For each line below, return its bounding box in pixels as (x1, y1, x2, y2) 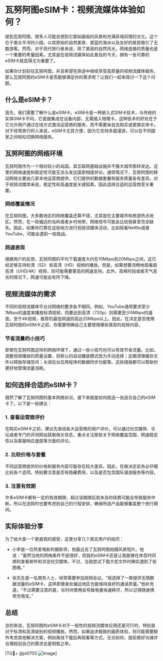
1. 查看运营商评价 (5, 414, 45, 420)
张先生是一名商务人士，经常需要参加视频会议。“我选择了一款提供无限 (12, 575, 150, 580)
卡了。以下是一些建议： (5, 401, 52, 406)
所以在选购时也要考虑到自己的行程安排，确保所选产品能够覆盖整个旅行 (13, 500, 154, 506)
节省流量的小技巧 (5, 335, 45, 342)
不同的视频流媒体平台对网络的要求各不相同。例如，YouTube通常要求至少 (5, 304, 150, 309)
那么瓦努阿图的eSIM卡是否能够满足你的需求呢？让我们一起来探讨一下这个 (5, 74, 151, 80)
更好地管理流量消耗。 (5, 365, 48, 371)
